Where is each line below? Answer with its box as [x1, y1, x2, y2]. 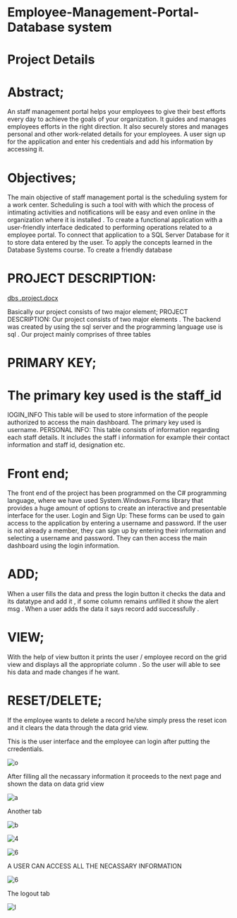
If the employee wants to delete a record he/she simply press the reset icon [7, 716, 227, 725]
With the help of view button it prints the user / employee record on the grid [7, 653, 227, 661]
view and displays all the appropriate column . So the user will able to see [7, 661, 221, 669]
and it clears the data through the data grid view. [7, 724, 149, 732]
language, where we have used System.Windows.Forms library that [7, 496, 203, 505]
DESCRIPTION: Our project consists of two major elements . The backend [7, 315, 221, 324]
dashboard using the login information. [7, 542, 120, 550]
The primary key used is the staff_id [7, 387, 222, 403]
